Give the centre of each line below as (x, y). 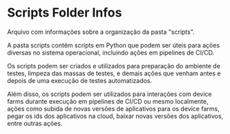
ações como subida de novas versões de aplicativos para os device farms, (113, 108)
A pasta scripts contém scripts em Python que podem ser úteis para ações (114, 45)
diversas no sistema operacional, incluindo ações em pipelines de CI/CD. (111, 52)
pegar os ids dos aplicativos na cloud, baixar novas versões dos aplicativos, (115, 116)
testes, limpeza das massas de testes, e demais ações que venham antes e (114, 73)
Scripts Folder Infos (65, 13)
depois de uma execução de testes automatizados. (80, 80)
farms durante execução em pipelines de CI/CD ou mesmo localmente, (108, 101)
